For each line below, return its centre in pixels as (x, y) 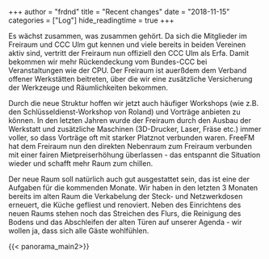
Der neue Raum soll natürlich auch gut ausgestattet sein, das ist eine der (129, 179)
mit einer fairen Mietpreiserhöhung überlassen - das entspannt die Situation (134, 155)
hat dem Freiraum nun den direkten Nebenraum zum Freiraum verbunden (130, 146)
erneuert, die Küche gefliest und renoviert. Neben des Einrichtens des (125, 205)
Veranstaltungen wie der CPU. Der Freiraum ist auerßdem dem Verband (128, 70)
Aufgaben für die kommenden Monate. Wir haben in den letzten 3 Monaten (133, 188)
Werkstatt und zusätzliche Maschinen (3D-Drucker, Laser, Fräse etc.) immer (135, 129)
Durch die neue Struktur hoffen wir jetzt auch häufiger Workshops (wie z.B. (134, 103)
